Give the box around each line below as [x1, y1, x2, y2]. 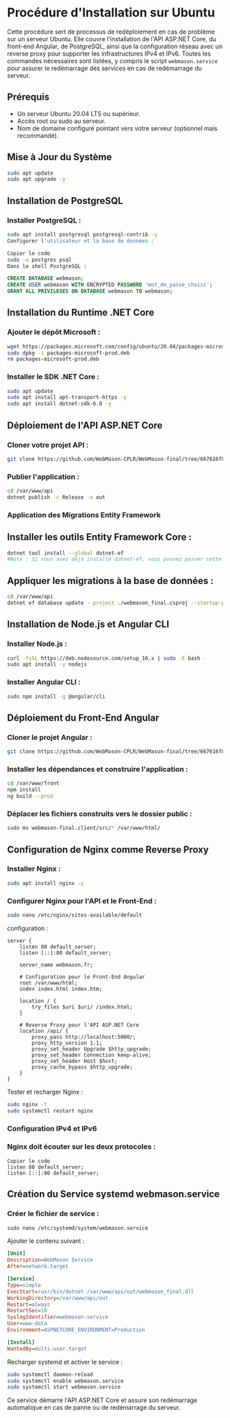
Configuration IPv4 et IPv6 [7, 1123, 97, 1133]
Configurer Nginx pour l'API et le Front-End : [7, 896, 157, 905]
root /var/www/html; [19, 979, 78, 987]
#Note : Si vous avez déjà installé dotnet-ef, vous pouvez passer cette [7, 556, 222, 563]
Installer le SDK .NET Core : [7, 372, 100, 382]
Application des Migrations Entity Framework [7, 510, 161, 519]
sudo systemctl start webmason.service [7, 1384, 121, 1391]
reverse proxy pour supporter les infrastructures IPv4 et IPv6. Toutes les [7, 49, 211, 58]
